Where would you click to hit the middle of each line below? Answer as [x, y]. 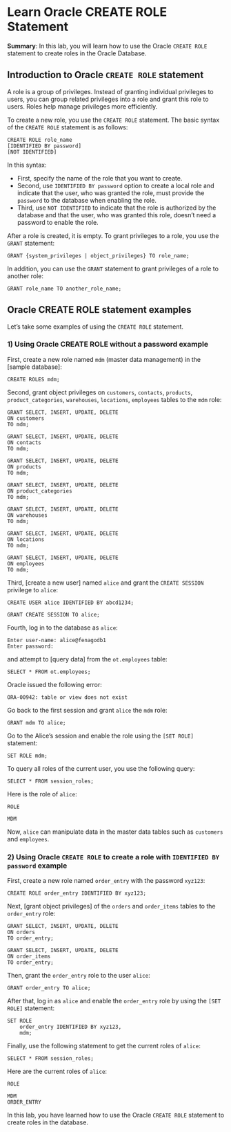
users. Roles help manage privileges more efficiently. [82, 106]
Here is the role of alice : [42, 794]
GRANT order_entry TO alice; [49, 988]
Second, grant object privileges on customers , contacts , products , [100, 392]
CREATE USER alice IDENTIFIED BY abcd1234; [71, 603]
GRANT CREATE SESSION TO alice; [53, 614]
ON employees [26, 564]
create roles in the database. [48, 1122]
